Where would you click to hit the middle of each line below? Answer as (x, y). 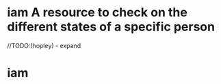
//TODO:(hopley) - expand (44, 45)
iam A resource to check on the (97, 13)
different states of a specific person (111, 27)
